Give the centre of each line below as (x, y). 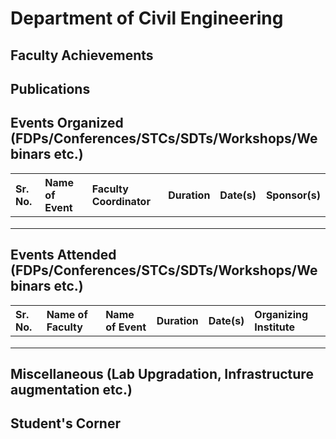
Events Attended (63, 255)
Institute (275, 327)
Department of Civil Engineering (147, 18)
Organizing (281, 314)
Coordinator (121, 201)
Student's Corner (65, 423)
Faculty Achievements (82, 55)
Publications (50, 88)
